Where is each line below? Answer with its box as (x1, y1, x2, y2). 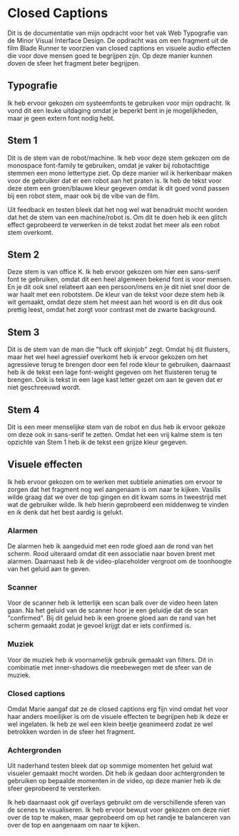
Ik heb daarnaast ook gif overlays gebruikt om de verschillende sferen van (7, 798, 226, 807)
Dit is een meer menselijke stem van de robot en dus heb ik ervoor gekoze (7, 423, 226, 431)
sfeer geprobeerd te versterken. (7, 784, 101, 793)
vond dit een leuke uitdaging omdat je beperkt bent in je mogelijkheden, (7, 106, 219, 115)
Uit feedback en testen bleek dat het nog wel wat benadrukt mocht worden (7, 205, 228, 213)
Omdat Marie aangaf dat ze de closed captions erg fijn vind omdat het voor (7, 705, 228, 713)
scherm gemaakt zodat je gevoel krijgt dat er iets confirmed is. (7, 621, 191, 630)
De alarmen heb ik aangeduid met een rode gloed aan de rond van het (7, 542, 214, 550)
